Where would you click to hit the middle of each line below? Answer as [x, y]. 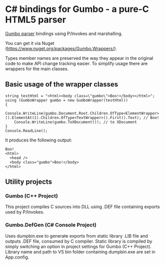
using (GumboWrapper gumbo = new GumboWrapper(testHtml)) [67, 100]
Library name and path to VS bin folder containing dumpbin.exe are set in [80, 252]
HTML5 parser [36, 20]
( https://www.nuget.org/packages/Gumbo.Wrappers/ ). [61, 48]
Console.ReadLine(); [27, 131]
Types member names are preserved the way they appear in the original [79, 58]
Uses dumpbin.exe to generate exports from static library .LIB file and [77, 236]
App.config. [17, 257]
